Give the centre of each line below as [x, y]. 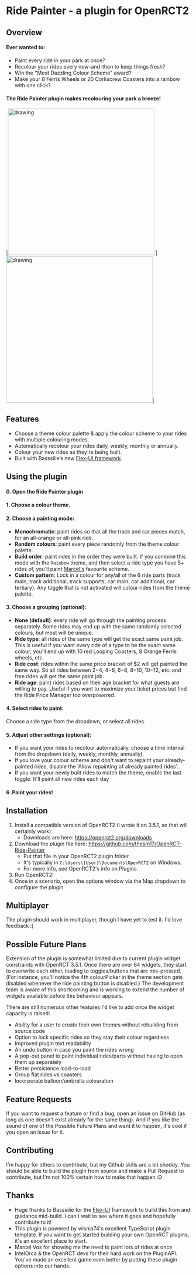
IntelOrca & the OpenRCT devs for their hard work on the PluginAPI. [96, 1253]
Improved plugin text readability [53, 1043]
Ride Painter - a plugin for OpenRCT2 [97, 11]
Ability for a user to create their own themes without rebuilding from [96, 1025]
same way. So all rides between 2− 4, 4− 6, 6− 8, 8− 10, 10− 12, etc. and [98, 670]
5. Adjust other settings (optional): [49, 735]
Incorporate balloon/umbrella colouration [64, 1081]
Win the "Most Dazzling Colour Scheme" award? [73, 73]
